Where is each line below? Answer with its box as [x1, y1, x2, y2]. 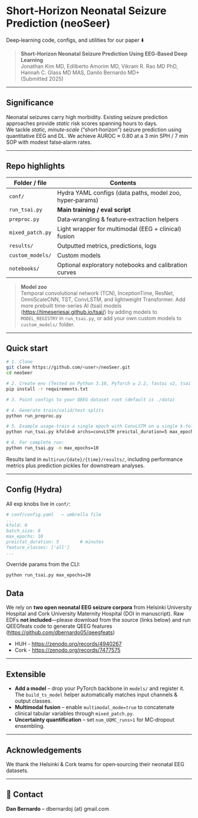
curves [57, 268, 77, 276]
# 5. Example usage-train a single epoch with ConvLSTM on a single [6, 423, 178, 430]
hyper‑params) [57, 196, 99, 204]
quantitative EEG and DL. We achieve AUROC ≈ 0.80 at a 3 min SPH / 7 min [6, 132, 189, 139]
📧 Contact [6, 790, 44, 800]
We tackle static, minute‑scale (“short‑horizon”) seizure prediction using [6, 126, 181, 133]
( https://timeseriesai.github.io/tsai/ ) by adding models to [20, 308, 157, 315]
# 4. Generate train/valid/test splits [6, 407, 104, 413]
